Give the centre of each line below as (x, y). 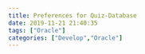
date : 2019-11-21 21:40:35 (53, 23)
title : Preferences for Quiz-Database (72, 15)
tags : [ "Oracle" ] (37, 30)
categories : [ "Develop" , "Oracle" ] (66, 38)
